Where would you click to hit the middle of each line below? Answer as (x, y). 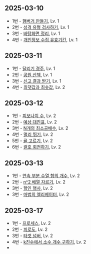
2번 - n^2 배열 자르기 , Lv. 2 (38, 182)
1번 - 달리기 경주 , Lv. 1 (33, 68)
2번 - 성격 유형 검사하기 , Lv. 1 (40, 27)
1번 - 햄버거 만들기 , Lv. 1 (35, 21)
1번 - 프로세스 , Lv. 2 (31, 223)
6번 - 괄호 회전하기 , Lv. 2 (36, 147)
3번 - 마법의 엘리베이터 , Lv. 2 (40, 194)
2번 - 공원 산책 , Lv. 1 (32, 74)
